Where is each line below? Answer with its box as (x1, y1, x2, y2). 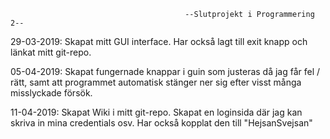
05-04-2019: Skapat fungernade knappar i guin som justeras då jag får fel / (10, 66, 321, 77)
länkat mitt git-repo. (10, 46, 92, 58)
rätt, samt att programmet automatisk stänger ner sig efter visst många (10, 76, 302, 88)
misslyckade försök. (10, 87, 93, 99)
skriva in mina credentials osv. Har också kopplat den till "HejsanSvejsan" (10, 117, 313, 129)
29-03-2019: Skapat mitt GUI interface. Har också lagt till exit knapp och (10, 36, 308, 47)
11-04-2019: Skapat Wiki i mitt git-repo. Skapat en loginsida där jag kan (10, 106, 303, 118)
